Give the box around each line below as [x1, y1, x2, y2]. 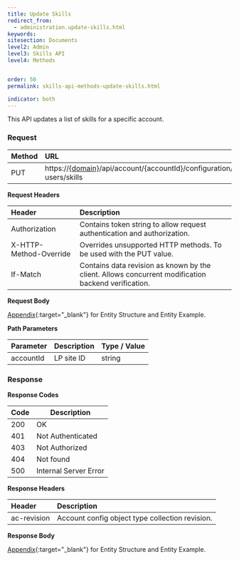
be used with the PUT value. [79, 249, 174, 259]
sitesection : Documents [7, 37, 78, 44]
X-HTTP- [11, 240, 44, 249]
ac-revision [11, 513, 51, 523]
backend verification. [79, 278, 151, 288]
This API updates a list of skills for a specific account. [7, 115, 164, 123]
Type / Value [101, 341, 146, 351]
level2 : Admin [7, 43, 50, 51]
